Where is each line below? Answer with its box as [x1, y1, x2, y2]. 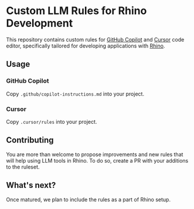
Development [6, 16, 73, 30]
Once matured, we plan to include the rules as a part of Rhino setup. [6, 195, 171, 203]
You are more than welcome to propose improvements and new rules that [6, 151, 183, 158]
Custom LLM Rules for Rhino [6, 4, 147, 18]
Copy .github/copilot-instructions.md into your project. [6, 90, 145, 97]
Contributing [6, 135, 54, 145]
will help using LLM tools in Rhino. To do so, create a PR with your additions [6, 157, 189, 164]
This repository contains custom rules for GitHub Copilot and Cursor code [6, 36, 185, 43]
